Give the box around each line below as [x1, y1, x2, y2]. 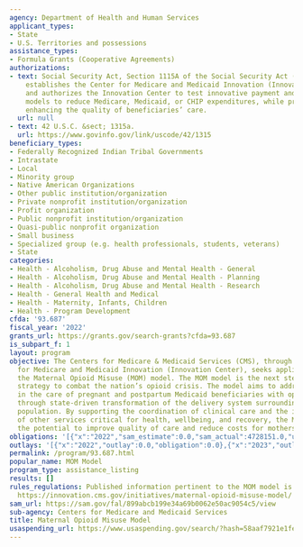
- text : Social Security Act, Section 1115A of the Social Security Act [9, 72, 289, 81]
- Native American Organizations [9, 181, 135, 190]
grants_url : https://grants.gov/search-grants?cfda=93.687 [9, 332, 236, 341]
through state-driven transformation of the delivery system [17, 398, 252, 408]
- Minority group [9, 172, 75, 181]
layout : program [9, 348, 70, 357]
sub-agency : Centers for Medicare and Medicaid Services [9, 507, 228, 516]
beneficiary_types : [9, 139, 83, 148]
